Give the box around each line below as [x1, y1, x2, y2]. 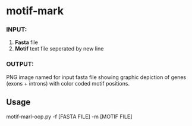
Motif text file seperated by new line [14, 45, 104, 52]
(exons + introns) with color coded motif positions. [6, 80, 130, 87]
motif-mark [6, 4, 64, 18]
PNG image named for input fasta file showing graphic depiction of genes [6, 73, 186, 81]
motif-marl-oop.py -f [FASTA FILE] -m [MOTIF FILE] [6, 113, 133, 120]
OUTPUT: [6, 60, 34, 68]
